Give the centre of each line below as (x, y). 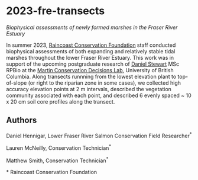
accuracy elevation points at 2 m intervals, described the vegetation (89, 89)
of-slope (17, 83)
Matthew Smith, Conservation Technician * (57, 160)
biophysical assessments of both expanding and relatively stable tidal (91, 51)
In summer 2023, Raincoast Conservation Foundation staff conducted (91, 45)
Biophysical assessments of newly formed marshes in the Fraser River (92, 27)
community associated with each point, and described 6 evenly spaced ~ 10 (99, 95)
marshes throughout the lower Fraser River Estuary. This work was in (90, 57)
